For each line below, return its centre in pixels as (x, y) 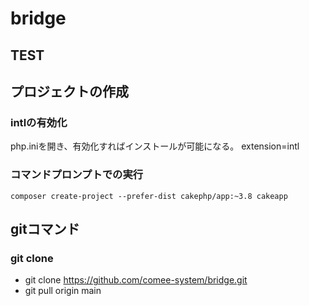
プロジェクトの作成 (69, 91)
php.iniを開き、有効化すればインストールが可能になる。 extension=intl (155, 146)
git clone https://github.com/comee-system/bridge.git (136, 280)
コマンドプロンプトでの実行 (77, 175)
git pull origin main (63, 291)
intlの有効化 (39, 122)
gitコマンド (45, 228)
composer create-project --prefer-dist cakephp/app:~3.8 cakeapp (149, 196)
